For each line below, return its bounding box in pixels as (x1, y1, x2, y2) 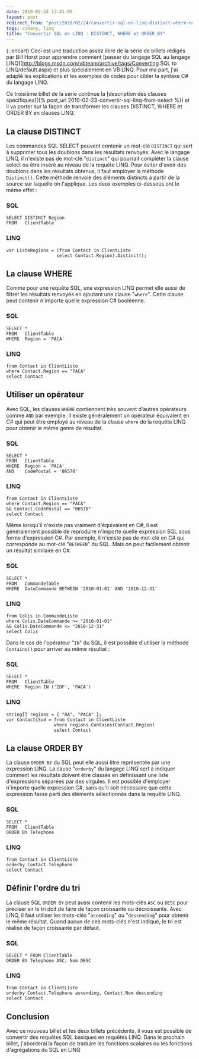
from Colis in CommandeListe (6, 613, 78, 619)
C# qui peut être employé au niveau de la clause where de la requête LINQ (6, 418, 186, 425)
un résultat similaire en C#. (6, 547, 72, 554)
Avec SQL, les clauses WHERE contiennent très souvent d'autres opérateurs (6, 405, 187, 412)
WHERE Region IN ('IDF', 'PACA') (6, 684, 92, 690)
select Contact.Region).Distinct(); (56, 252, 147, 259)
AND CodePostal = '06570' (6, 468, 78, 475)
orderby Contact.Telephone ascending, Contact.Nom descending (6, 990, 163, 997)
